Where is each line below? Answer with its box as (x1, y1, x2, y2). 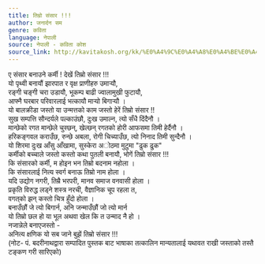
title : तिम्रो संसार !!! (8, 11, 72, 20)
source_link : (8, 48, 51, 56)
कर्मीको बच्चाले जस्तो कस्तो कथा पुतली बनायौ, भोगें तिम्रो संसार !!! (8, 150, 170, 158)
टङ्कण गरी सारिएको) (8, 247, 62, 256)
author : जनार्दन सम (8, 19, 63, 27)
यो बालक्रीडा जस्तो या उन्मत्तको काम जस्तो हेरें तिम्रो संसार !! (8, 106, 155, 114)
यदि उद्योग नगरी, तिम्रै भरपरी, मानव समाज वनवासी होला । (8, 177, 151, 185)
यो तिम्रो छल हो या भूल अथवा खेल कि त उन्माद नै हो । (8, 212, 140, 221)
